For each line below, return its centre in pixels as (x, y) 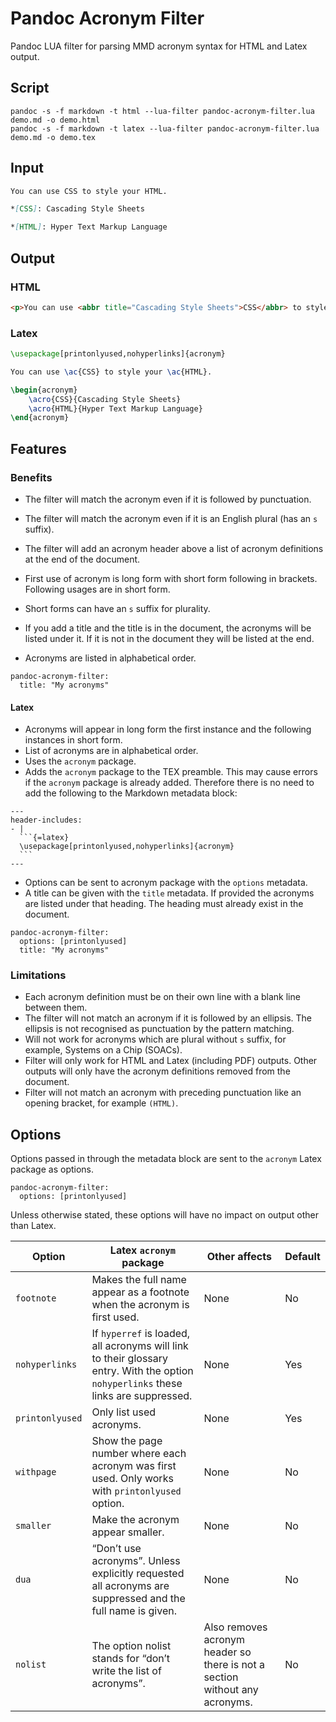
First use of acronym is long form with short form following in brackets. (171, 578)
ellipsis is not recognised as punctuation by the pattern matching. (159, 1029)
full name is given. (134, 1611)
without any (231, 1690)
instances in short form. (73, 740)
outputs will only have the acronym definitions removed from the (157, 1071)
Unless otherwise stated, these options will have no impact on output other (165, 1215)
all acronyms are (130, 1586)
